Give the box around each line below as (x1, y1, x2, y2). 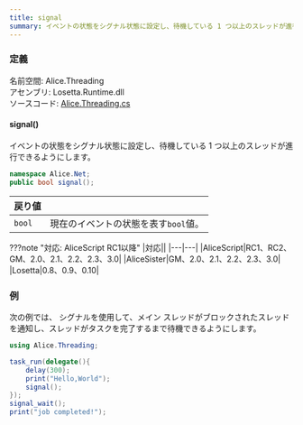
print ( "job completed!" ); (9, 408, 106, 417)
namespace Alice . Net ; (9, 170, 91, 179)
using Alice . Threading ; (9, 341, 99, 350)
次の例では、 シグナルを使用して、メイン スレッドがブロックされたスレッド (9, 312, 290, 323)
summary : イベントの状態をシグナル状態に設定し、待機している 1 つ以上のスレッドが (9, 22, 286, 31)
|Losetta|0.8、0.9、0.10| (9, 264, 99, 275)
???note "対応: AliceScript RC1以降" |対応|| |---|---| (9, 242, 198, 253)
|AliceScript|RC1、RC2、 (199, 242, 292, 253)
